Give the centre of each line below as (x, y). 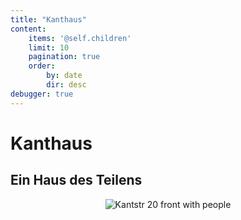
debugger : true (42, 94)
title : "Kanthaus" (48, 19)
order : (42, 66)
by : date (64, 76)
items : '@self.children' (80, 38)
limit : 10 (49, 47)
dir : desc (66, 85)
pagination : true (64, 57)
